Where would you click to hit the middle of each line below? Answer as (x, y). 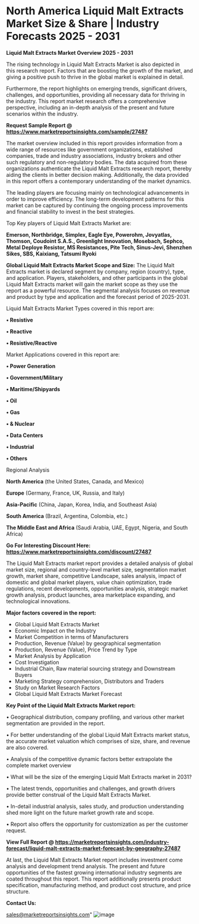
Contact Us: (21, 903)
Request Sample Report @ (39, 125)
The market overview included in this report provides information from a (94, 143)
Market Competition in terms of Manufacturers (72, 637)
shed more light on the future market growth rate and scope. (80, 812)
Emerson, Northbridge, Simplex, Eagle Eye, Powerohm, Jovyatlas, (89, 235)
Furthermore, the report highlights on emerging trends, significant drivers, (97, 88)
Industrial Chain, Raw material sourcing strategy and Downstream (95, 669)
